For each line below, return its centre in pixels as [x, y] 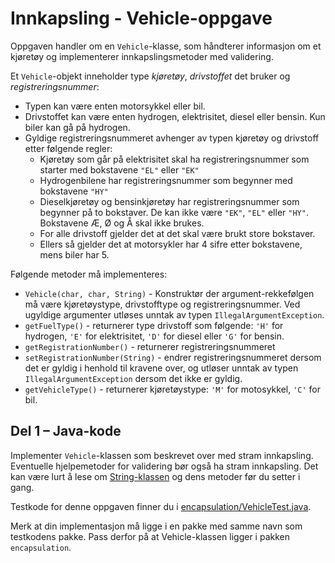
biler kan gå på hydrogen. [77, 127]
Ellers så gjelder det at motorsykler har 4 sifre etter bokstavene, [171, 244]
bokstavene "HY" [74, 191]
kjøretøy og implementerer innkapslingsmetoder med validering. [142, 56]
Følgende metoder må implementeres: [89, 274]
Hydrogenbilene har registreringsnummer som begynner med [166, 180]
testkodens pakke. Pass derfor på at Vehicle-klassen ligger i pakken [150, 536]
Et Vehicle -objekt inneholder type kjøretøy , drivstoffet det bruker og [150, 76]
